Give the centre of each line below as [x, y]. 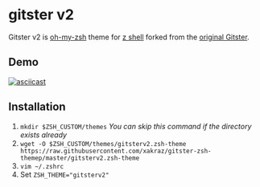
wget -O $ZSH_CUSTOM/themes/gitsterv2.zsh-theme [103, 144]
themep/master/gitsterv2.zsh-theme [80, 158]
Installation [37, 107]
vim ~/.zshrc [42, 166]
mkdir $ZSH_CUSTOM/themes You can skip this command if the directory [136, 126]
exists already [43, 135]
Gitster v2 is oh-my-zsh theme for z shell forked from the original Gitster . [129, 37]
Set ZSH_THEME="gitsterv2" [64, 174]
